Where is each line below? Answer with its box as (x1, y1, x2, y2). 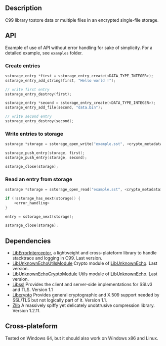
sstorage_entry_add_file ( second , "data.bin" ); (5, 105, 103, 110)
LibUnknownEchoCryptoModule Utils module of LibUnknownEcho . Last (12, 271, 158, 277)
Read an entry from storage (5, 176, 73, 183)
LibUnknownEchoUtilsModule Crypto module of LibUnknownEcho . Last (12, 260, 158, 266)
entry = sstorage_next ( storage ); (5, 214, 74, 219)
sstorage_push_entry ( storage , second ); (5, 155, 87, 160)
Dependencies (5, 237, 51, 245)
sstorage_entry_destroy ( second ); (5, 119, 74, 124)
